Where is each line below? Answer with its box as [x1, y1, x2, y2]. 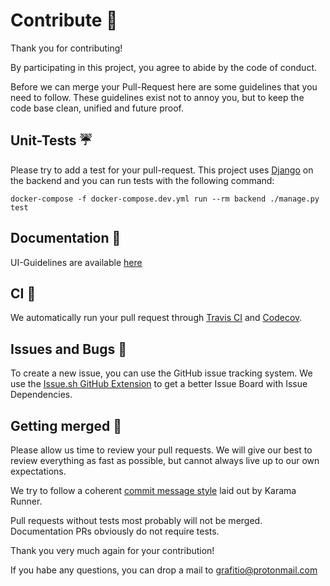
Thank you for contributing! [10, 42, 123, 54]
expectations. [10, 465, 67, 477]
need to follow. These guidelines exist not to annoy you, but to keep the [10, 91, 305, 103]
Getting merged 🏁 [10, 417, 122, 434]
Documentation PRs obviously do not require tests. [10, 525, 220, 537]
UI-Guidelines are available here [10, 256, 143, 268]
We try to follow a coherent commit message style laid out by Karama [10, 485, 297, 496]
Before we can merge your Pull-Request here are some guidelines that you [10, 80, 318, 93]
